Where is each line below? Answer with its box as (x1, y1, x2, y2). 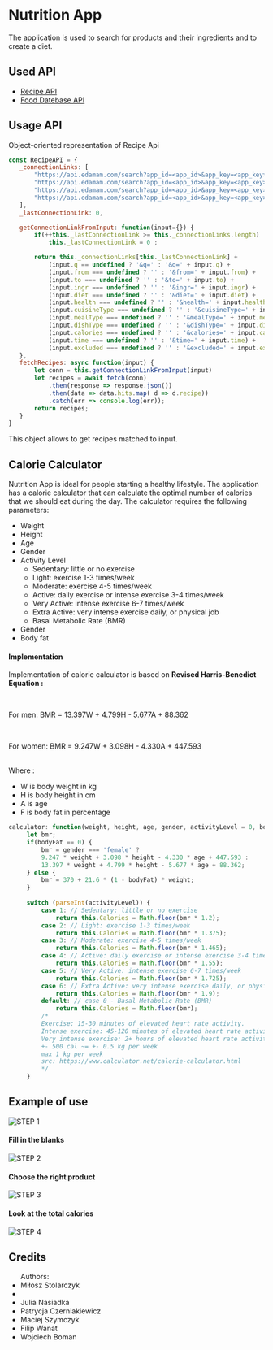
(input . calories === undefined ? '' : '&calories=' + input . (48, 328, 260, 336)
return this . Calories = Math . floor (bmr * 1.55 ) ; (55, 959, 223, 968)
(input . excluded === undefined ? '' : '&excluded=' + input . (48, 344, 260, 352)
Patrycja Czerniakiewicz (19, 1306, 102, 1316)
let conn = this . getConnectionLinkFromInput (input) (33, 367, 213, 375)
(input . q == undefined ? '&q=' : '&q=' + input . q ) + (48, 261, 231, 269)
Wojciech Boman (19, 1332, 77, 1342)
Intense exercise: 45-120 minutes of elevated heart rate (41, 1027, 242, 1035)
